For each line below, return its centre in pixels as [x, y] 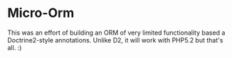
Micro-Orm [41, 13]
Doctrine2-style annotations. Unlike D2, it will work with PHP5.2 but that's [115, 40]
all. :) [15, 47]
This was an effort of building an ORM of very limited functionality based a [116, 33]
